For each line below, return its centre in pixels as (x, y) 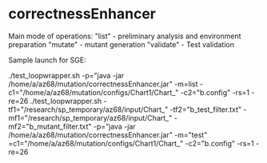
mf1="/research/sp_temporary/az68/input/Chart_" (90, 117)
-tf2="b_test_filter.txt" (206, 109)
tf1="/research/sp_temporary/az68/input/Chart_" (88, 109)
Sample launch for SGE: (47, 60)
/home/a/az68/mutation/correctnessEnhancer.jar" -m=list (103, 84)
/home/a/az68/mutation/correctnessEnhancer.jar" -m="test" (108, 135)
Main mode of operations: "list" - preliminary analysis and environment (125, 36)
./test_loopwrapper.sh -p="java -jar (66, 75)
